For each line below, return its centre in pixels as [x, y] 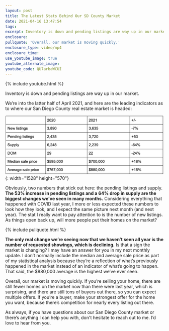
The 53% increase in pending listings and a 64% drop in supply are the [81, 193]
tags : [11, 27]
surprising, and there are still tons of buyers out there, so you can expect [81, 292]
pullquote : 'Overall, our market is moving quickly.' [63, 43]
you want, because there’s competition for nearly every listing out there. [80, 302]
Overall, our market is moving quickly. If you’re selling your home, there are [83, 281]
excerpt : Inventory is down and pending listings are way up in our [78, 32]
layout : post [19, 11]
